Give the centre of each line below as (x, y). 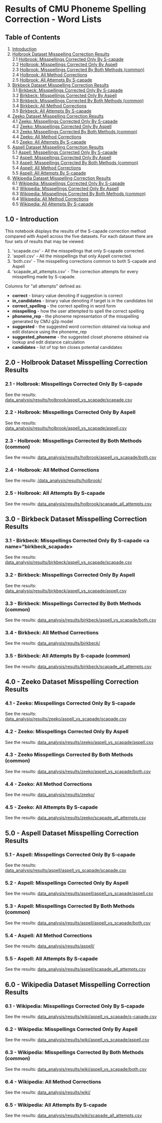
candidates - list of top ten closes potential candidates (67, 347)
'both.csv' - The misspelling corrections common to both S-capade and (84, 261)
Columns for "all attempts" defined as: (43, 286)
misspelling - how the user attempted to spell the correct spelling (78, 311)
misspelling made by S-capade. (44, 276)
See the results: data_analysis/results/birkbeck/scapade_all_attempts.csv (78, 666)
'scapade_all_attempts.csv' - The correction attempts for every (75, 272)
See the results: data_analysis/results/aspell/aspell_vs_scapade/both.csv (78, 923)
